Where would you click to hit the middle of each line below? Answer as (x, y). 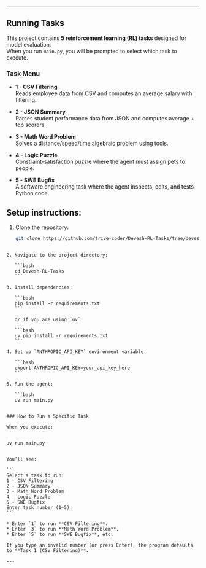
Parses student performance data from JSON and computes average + (105, 119)
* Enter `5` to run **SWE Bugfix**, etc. (60, 534)
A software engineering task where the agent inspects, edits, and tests (105, 187)
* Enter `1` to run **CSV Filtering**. (57, 523)
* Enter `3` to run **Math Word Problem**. (63, 529)
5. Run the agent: (30, 384)
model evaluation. (29, 44)
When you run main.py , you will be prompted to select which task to (92, 51)
